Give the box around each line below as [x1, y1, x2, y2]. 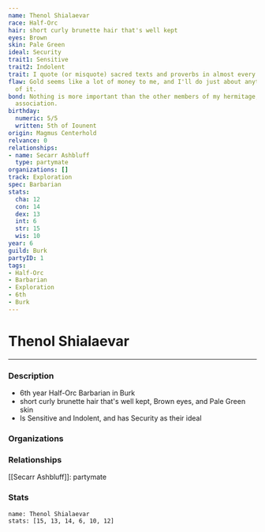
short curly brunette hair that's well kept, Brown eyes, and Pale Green [19, 396, 246, 406]
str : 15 [15, 224, 41, 233]
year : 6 [8, 240, 34, 247]
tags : [8, 262, 26, 270]
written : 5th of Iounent [15, 122, 97, 130]
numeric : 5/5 [15, 115, 58, 123]
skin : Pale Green [8, 41, 65, 49]
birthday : [8, 108, 41, 115]
